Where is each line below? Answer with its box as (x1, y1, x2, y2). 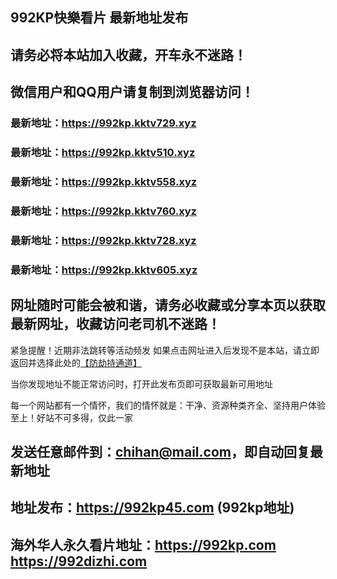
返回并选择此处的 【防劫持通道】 (10, 356, 142, 368)
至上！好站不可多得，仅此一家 (10, 411, 133, 423)
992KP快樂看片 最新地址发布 (10, 9, 189, 27)
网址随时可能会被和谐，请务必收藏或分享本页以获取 (10, 297, 326, 314)
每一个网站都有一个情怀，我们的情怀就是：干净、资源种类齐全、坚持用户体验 (10, 399, 326, 411)
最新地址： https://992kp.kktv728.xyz (10, 233, 197, 247)
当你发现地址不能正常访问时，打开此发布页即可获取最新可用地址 (10, 378, 273, 390)
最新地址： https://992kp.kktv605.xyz (10, 263, 198, 277)
